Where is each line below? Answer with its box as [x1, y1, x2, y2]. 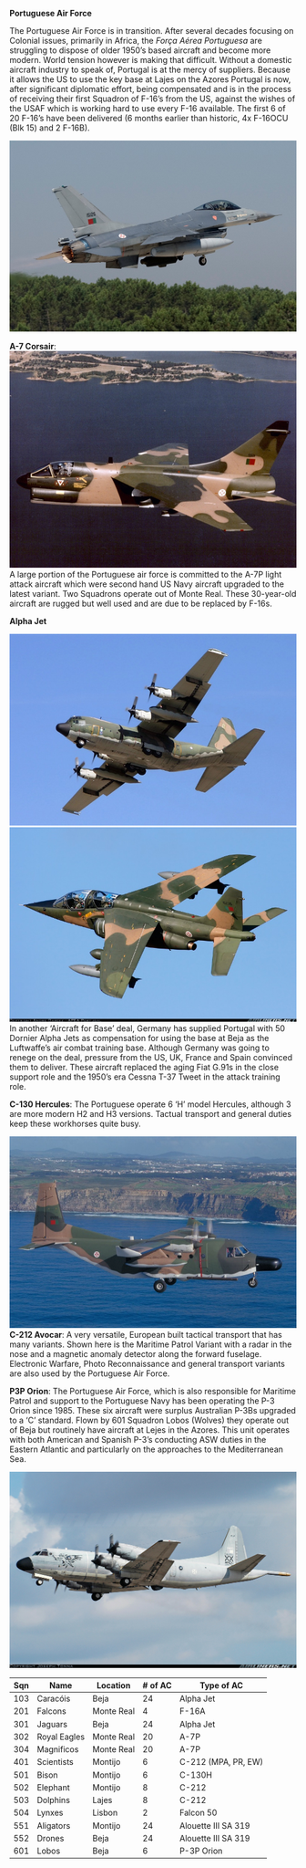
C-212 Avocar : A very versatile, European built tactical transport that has [9, 1330, 282, 1341]
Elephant [36, 1781, 70, 1792]
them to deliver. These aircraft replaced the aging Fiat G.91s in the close [9, 1062, 280, 1073]
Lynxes [36, 1807, 64, 1819]
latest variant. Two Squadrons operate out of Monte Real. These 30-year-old [9, 589, 297, 600]
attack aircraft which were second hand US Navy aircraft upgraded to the [9, 579, 285, 590]
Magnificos [36, 1744, 79, 1755]
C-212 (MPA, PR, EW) [178, 1757, 264, 1768]
